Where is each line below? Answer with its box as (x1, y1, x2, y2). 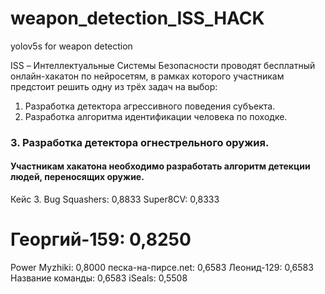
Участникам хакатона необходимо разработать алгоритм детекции (10, 160, 311, 172)
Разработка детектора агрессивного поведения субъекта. (24, 100, 276, 112)
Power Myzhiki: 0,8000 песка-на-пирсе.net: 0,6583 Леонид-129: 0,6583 (10, 262, 314, 273)
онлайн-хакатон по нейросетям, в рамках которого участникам (10, 70, 285, 82)
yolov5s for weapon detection (10, 40, 133, 52)
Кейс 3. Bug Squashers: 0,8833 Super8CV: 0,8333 (10, 193, 220, 206)
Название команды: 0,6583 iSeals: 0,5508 (10, 272, 188, 284)
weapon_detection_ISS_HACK (10, 7, 265, 30)
